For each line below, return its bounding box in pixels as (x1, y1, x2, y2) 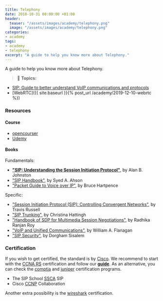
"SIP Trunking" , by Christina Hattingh (12, 212, 87, 218)
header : (5, 16, 21, 21)
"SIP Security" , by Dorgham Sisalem (12, 232, 85, 238)
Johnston (12, 172, 32, 178)
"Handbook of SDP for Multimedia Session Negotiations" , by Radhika (12, 217, 150, 222)
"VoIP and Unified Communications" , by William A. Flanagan (12, 227, 133, 233)
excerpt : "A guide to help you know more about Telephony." (5, 52, 130, 58)
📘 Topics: (17, 75, 37, 81)
